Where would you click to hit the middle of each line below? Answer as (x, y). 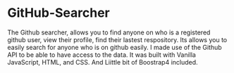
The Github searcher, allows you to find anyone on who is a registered (109, 32)
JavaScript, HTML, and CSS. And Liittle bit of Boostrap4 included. (103, 62)
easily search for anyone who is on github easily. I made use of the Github (115, 47)
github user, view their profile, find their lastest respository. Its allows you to (117, 39)
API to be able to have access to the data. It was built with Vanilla (101, 55)
